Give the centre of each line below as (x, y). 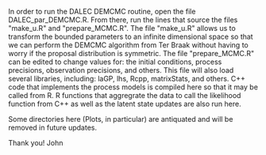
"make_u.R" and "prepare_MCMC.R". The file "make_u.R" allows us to (122, 28)
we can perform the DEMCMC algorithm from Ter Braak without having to (128, 45)
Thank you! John (36, 143)
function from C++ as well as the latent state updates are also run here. (125, 104)
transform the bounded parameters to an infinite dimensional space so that (131, 36)
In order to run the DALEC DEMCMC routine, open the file (102, 11)
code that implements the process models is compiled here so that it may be (133, 87)
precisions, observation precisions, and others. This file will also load (121, 70)
